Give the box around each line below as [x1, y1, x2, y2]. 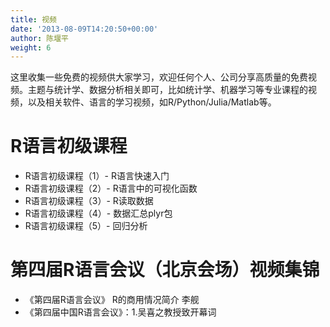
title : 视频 [10, 14, 57, 25]
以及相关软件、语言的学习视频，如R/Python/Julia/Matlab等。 [27, 96, 277, 108]
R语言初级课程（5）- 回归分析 [24, 220, 148, 232]
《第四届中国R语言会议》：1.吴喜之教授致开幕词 [24, 306, 217, 318]
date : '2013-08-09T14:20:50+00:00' [10, 24, 159, 34]
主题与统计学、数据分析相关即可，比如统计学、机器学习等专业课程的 [27, 84, 308, 96]
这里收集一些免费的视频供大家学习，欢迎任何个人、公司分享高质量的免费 [10, 71, 308, 83]
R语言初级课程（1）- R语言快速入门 [24, 170, 170, 182]
